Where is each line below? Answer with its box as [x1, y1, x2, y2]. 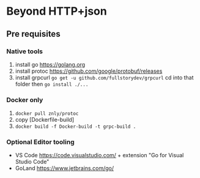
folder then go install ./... [15, 80, 89, 87]
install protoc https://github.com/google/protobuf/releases [15, 67, 163, 75]
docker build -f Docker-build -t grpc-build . [15, 124, 136, 130]
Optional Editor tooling [6, 138, 75, 146]
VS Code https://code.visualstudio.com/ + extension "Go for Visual [15, 152, 184, 159]
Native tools [6, 47, 43, 56]
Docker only [6, 95, 43, 104]
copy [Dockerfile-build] [15, 116, 75, 124]
